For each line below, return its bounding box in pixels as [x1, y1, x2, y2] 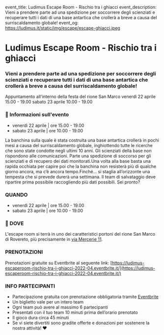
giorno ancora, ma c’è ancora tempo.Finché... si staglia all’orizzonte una [5, 168, 150, 174]
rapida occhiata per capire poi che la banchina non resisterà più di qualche [5, 163, 156, 169]
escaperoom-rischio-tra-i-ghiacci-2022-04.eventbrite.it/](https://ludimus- [5, 265, 156, 271]
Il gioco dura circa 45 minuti [12, 314, 69, 320]
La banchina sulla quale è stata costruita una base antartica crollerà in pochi [5, 137, 160, 143]
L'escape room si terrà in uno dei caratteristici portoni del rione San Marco [5, 231, 156, 237]
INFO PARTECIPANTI [5, 282, 55, 289]
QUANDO [5, 191, 28, 198]
